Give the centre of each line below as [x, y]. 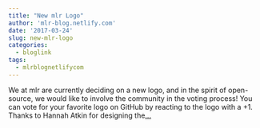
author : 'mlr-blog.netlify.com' [62, 23]
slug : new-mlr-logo [41, 38]
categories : [28, 45]
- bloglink [34, 52]
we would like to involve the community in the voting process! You [144, 98]
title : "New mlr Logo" [46, 16]
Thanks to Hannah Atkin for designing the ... [80, 115]
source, [21, 98]
